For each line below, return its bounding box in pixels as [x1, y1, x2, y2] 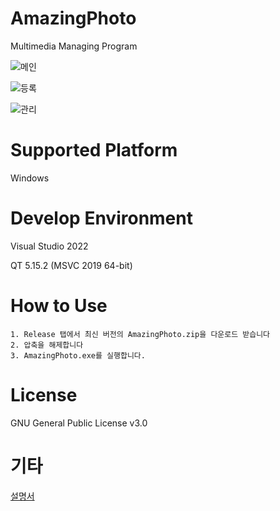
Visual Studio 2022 [10, 240, 89, 252]
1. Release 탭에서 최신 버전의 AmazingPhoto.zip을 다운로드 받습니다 [10, 329, 271, 339]
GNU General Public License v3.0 [10, 417, 148, 429]
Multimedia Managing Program [10, 40, 138, 52]
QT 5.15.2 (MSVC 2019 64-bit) [10, 259, 133, 271]
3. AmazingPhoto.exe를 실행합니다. [10, 350, 146, 361]
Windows [10, 172, 50, 184]
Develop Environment [10, 207, 193, 230]
